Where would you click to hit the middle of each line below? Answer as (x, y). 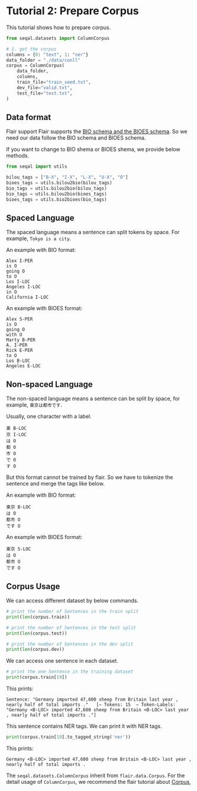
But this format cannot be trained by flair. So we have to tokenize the (90, 477)
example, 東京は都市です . (34, 405)
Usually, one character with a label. (49, 417)
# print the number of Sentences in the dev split (70, 644)
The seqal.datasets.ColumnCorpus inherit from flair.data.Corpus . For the (96, 775)
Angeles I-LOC (24, 287)
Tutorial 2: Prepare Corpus (72, 11)
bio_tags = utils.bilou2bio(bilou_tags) (57, 188)
